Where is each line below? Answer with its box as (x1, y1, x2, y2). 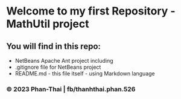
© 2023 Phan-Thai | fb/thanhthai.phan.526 (6, 85, 136, 93)
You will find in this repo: (6, 41, 101, 51)
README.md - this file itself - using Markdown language (14, 70, 155, 77)
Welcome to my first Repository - (6, 4, 176, 18)
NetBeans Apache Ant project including (14, 57, 113, 64)
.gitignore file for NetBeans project (14, 63, 101, 71)
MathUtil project (6, 17, 89, 31)
